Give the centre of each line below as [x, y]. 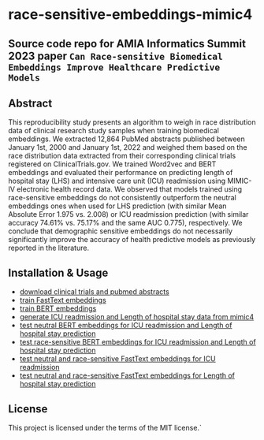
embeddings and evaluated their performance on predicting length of [121, 173]
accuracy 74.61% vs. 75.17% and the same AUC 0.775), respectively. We [125, 223]
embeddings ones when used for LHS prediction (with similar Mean [117, 206]
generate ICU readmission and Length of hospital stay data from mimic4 [137, 317]
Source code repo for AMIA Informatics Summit [127, 44]
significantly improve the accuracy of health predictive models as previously [132, 240]
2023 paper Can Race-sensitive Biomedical [115, 56]
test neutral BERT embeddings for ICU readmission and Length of [126, 326]
